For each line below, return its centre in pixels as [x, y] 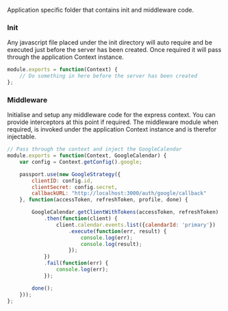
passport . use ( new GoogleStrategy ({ [70, 174]
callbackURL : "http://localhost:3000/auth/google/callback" [119, 194]
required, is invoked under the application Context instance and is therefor [112, 129]
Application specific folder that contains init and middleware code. [101, 10]
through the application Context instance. [66, 57]
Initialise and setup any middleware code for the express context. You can [111, 115]
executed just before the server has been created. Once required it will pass [114, 50]
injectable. [22, 137]
